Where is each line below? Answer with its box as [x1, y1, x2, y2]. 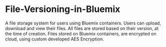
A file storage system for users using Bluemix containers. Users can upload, [5, 20, 161, 26]
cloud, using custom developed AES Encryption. [5, 36, 104, 42]
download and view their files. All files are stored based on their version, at [5, 25, 159, 31]
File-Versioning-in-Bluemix [5, 3, 121, 15]
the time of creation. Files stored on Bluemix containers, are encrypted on [5, 30, 157, 36]
